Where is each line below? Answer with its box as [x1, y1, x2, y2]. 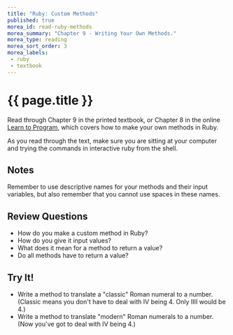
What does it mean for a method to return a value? [17, 244, 163, 252]
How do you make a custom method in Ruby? [17, 229, 148, 238]
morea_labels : [7, 50, 49, 57]
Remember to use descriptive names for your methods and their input [7, 183, 208, 191]
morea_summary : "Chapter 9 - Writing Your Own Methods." [7, 29, 177, 37]
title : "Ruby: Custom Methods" [7, 10, 99, 17]
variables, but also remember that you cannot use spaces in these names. [7, 190, 220, 199]
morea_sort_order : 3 [7, 43, 68, 50]
